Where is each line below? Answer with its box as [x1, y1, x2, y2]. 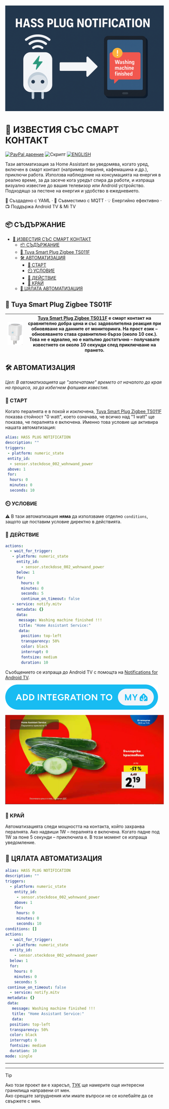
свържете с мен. [5, 1098, 41, 1104]
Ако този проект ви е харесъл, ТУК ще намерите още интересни [5, 1082, 144, 1088]
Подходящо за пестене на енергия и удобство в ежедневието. [5, 188, 140, 194]
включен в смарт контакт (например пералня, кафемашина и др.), [5, 166, 148, 172]
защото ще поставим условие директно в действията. [5, 519, 122, 525]
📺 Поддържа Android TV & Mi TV [5, 203, 76, 209]
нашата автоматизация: [5, 424, 56, 430]
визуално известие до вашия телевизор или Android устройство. [5, 182, 145, 189]
